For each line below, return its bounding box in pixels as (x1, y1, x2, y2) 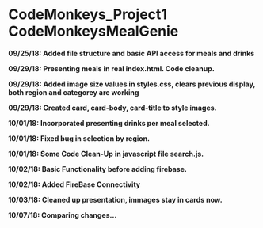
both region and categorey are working (8, 87, 139, 97)
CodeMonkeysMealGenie (8, 22, 179, 40)
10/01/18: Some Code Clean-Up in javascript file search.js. (8, 149, 204, 158)
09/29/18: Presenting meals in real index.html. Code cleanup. (8, 63, 215, 73)
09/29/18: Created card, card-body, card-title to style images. (8, 103, 217, 112)
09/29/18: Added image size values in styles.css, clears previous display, (8, 79, 256, 89)
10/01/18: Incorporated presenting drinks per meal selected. (8, 118, 210, 127)
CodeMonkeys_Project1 (8, 6, 168, 24)
